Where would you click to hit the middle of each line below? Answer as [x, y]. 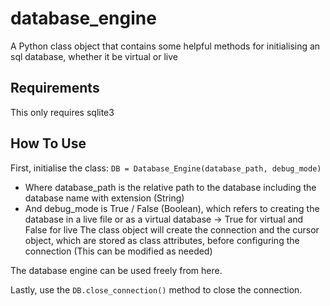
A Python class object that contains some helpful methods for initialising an [165, 46]
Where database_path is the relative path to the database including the [170, 187]
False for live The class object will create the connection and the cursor [172, 229]
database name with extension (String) [104, 198]
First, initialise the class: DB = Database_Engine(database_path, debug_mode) [166, 168]
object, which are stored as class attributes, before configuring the [162, 240]
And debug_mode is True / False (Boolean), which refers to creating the [172, 208]
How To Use [48, 143]
